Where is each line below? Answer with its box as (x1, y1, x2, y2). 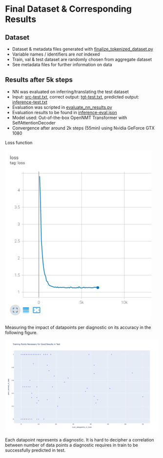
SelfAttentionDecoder (12, 119, 56, 125)
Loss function (5, 139, 33, 145)
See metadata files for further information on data (12, 62, 112, 67)
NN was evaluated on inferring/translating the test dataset (12, 89, 129, 95)
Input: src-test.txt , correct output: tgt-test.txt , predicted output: (12, 94, 140, 100)
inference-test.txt (12, 99, 48, 105)
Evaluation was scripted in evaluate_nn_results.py (12, 104, 112, 110)
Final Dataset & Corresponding (5, 3, 132, 15)
